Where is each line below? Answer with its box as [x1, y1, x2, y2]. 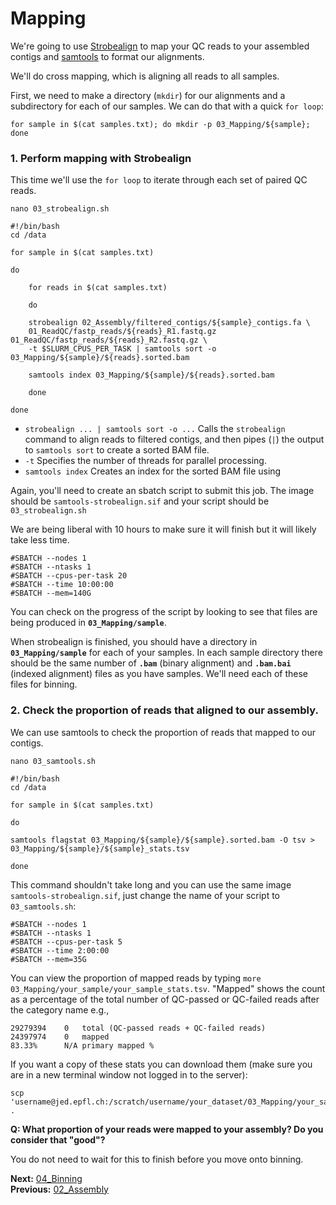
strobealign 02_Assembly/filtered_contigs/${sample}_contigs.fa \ [28, 318, 311, 328]
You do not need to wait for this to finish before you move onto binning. [10, 1153, 304, 1165]
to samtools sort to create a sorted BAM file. [24, 444, 210, 456]
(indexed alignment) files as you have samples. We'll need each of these [10, 668, 309, 680]
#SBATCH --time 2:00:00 [10, 945, 110, 956]
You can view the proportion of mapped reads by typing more [10, 972, 262, 984]
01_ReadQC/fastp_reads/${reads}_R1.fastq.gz [28, 327, 217, 337]
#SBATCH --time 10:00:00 [10, 580, 114, 590]
